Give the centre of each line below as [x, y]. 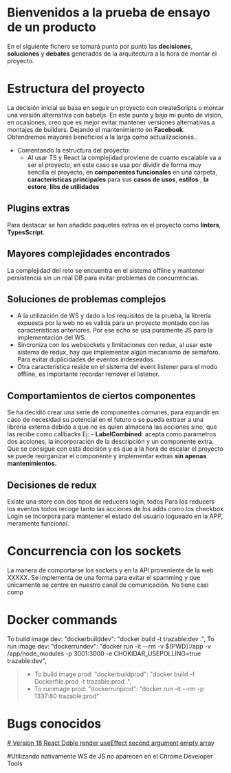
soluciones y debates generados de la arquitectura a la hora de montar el [112, 54]
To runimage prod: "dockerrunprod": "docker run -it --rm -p [119, 688]
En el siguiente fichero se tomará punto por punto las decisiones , [100, 46]
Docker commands [62, 620]
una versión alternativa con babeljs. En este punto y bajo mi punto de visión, [115, 115]
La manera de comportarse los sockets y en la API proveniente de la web [111, 570]
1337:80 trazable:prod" [67, 696]
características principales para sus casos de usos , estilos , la [118, 179]
